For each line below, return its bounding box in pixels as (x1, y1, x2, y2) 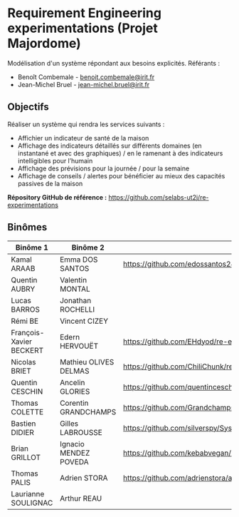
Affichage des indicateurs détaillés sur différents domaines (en (17, 141, 202, 150)
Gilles (59, 419, 79, 429)
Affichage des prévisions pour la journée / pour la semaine (17, 164, 190, 173)
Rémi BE (11, 316, 39, 326)
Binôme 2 (71, 242, 105, 252)
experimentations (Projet (7, 20, 158, 36)
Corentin (59, 398, 89, 408)
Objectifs (7, 101, 50, 113)
